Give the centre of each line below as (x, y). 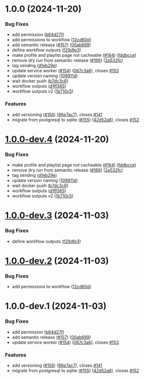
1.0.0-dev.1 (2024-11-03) (56, 306)
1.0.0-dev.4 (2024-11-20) (57, 139)
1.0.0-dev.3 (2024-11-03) (57, 216)
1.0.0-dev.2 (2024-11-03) (57, 261)
